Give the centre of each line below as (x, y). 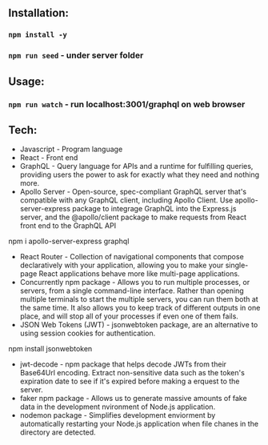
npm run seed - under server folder (76, 55)
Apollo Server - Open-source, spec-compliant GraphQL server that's (133, 192)
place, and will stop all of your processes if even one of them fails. (129, 316)
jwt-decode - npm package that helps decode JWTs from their (123, 364)
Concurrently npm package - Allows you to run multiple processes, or (135, 283)
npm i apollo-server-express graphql (69, 241)
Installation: (39, 13)
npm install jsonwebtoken (50, 349)
